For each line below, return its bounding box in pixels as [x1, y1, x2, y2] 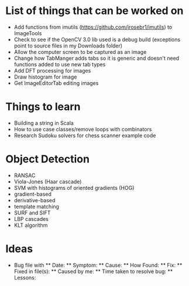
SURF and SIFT [13, 209, 51, 216]
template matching [13, 203, 60, 210]
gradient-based [13, 190, 52, 198]
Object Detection [5, 152, 90, 166]
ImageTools [13, 29, 42, 36]
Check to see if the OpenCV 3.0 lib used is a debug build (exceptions [13, 36, 181, 43]
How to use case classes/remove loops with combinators [13, 125, 152, 132]
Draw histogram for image [13, 73, 77, 80]
